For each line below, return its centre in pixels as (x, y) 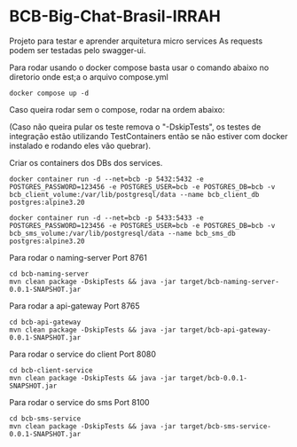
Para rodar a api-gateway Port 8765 (74, 306)
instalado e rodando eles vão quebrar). (80, 145)
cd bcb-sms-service (45, 419)
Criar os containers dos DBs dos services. (86, 162)
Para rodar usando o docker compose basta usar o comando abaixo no (139, 67)
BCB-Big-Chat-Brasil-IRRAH (115, 16)
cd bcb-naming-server (49, 274)
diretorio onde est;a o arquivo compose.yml (89, 76)
